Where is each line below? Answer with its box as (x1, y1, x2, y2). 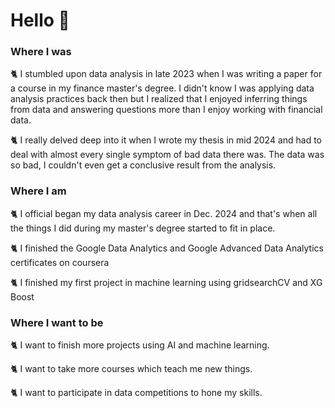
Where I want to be (10, 315, 104, 329)
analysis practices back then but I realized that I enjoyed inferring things (10, 93, 308, 105)
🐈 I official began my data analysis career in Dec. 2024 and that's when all (10, 207, 318, 219)
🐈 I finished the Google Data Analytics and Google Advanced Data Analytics (10, 242, 324, 254)
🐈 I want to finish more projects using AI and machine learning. (10, 339, 270, 351)
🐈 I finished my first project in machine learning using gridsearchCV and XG (10, 276, 323, 288)
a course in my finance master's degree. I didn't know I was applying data (10, 82, 315, 94)
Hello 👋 (10, 9, 70, 32)
